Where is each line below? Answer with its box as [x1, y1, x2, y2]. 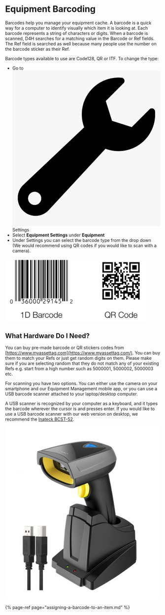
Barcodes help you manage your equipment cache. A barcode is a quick [5, 20, 152, 26]
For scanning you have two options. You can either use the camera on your [5, 381, 158, 386]
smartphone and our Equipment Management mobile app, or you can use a [5, 386, 158, 392]
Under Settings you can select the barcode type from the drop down [12, 237, 152, 243]
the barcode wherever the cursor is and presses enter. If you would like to [5, 406, 155, 412]
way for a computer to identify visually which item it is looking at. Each [5, 25, 148, 31]
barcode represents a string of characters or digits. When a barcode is [5, 30, 148, 36]
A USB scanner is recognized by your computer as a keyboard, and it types [5, 401, 158, 407]
